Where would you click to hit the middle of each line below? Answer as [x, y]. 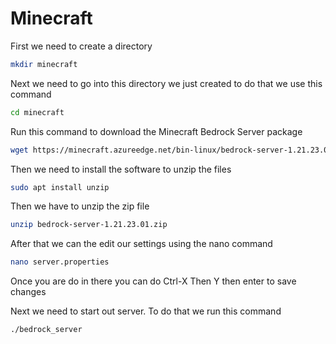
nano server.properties [60, 262]
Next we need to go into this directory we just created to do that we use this [166, 83]
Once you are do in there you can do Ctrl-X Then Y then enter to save [153, 281]
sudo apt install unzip [60, 187]
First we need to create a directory [81, 46]
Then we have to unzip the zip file [80, 206]
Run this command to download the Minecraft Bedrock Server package [156, 131]
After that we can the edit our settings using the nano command [141, 244]
